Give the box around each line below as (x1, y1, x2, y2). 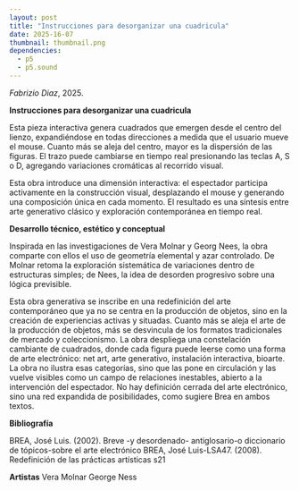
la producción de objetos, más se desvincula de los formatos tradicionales (9, 324, 283, 335)
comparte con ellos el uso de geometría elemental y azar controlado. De (9, 250, 275, 260)
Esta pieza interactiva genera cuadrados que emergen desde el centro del (9, 122, 282, 132)
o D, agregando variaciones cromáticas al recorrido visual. (9, 160, 224, 171)
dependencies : (9, 47, 62, 55)
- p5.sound (17, 63, 58, 72)
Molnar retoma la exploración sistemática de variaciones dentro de (9, 259, 255, 270)
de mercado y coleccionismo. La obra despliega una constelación (9, 334, 252, 344)
